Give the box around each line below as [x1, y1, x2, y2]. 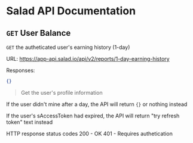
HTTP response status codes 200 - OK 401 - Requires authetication [6, 130, 173, 137]
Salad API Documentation [6, 4, 136, 18]
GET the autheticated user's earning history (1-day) [6, 43, 130, 51]
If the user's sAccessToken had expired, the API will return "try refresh [6, 112, 180, 119]
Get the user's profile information [20, 89, 103, 96]
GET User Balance [6, 28, 71, 38]
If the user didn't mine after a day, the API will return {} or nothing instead [6, 100, 188, 108]
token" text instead [6, 118, 53, 126]
